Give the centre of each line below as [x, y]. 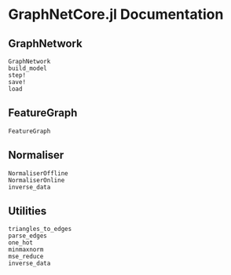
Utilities [27, 211]
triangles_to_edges [40, 229]
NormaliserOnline [37, 180]
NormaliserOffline [38, 173]
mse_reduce [26, 257]
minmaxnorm [26, 250]
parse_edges [27, 236]
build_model [27, 68]
